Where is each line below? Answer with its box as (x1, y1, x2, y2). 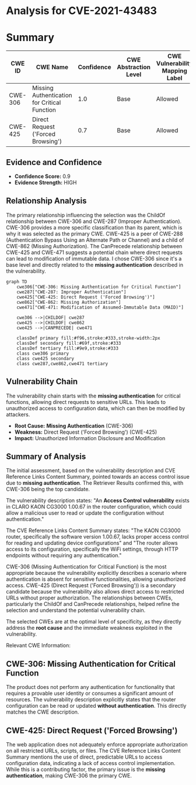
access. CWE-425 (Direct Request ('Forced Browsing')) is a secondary (6, 582, 176, 589)
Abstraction (116, 63, 150, 71)
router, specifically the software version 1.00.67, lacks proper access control (6, 533, 189, 540)
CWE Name (36, 63, 69, 71)
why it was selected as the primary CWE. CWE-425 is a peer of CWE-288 (6, 230, 183, 237)
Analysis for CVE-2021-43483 (6, 4, 157, 18)
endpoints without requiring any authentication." (6, 552, 122, 559)
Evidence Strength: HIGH (14, 179, 77, 186)
